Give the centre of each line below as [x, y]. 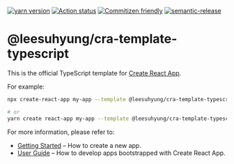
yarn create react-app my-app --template [68, 119]
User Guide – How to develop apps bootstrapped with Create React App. [121, 153]
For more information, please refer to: [61, 132]
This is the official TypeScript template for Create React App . [94, 73]
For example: [26, 87]
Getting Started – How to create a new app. [79, 145]
